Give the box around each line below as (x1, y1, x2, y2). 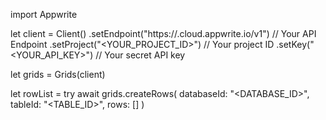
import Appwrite (10, 9, 78, 20)
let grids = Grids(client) (10, 69, 106, 80)
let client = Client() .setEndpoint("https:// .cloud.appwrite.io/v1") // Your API (10, 28, 317, 39)
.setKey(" (276, 39, 315, 50)
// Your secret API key (95, 49, 186, 61)
